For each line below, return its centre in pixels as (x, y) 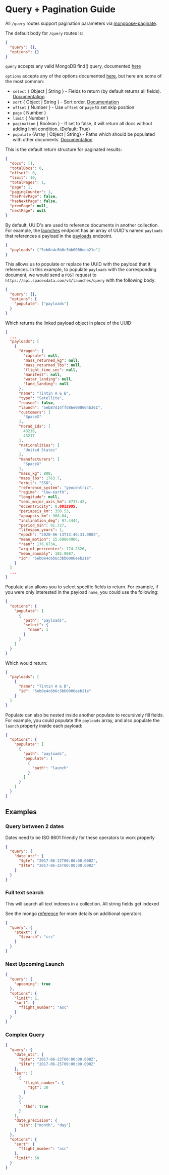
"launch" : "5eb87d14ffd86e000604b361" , (60, 407)
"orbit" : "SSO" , (36, 483)
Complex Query (25, 1035)
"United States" (40, 450)
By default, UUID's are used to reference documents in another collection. (82, 225)
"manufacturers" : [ (39, 460)
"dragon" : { (31, 351)
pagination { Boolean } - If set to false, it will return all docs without (82, 124)
